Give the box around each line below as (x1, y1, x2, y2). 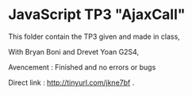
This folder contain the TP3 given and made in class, (8, 32, 180, 41)
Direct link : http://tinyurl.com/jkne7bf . (8, 78, 135, 87)
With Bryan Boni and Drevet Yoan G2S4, (8, 47, 140, 56)
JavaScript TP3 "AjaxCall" (8, 6, 186, 24)
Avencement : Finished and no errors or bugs (8, 62, 156, 72)
